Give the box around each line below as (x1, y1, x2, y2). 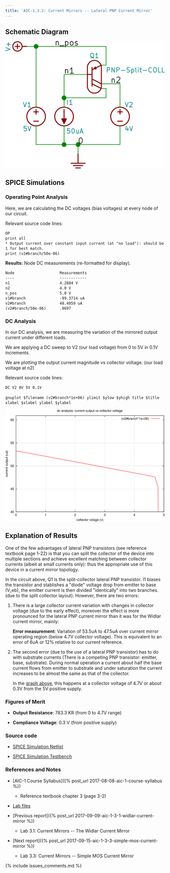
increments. (5, 350, 30, 356)
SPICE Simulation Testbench (12, 753, 72, 760)
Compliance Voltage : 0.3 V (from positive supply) (12, 719, 117, 726)
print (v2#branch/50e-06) (5, 251, 60, 256)
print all (5, 236, 26, 241)
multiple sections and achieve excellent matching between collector (5, 555, 147, 562)
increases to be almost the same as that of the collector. (12, 670, 130, 676)
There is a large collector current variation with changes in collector (12, 602, 154, 608)
